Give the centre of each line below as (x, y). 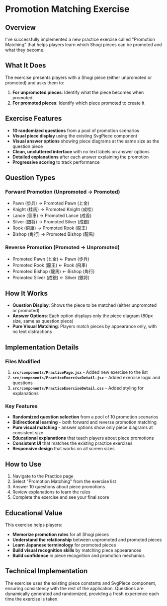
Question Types (30, 178)
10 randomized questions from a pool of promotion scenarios (76, 131)
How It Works (27, 293)
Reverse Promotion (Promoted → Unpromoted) (63, 248)
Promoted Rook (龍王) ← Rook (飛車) (50, 265)
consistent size (28, 433)
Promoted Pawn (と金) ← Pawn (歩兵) (51, 259)
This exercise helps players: (34, 525)
